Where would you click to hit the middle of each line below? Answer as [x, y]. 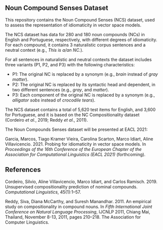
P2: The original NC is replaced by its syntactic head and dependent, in [84, 84]
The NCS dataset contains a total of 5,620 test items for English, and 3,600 [81, 109]
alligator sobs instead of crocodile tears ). [54, 100]
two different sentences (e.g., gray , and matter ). [61, 89]
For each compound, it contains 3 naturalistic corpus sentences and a [75, 45]
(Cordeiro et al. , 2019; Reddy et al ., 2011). [47, 120]
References [23, 170]
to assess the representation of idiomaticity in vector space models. [73, 25]
